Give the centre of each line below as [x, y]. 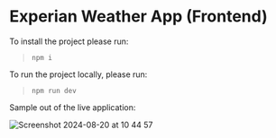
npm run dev [54, 91]
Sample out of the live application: [73, 107]
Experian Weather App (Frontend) [138, 17]
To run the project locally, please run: [78, 74]
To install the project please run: [69, 41]
